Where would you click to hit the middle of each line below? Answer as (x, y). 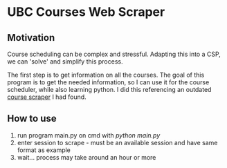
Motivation (31, 38)
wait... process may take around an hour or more (87, 157)
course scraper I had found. (47, 97)
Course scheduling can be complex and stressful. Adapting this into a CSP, (114, 54)
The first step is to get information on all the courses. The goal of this (106, 75)
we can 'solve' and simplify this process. (65, 62)
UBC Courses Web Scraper (86, 12)
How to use (32, 119)
